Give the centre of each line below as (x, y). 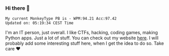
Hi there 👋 (18, 8)
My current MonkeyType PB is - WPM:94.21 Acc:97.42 (61, 19)
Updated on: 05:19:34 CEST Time (39, 23)
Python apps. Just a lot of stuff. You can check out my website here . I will (82, 38)
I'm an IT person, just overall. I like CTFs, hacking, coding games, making (82, 33)
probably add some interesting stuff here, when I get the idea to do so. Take (84, 43)
